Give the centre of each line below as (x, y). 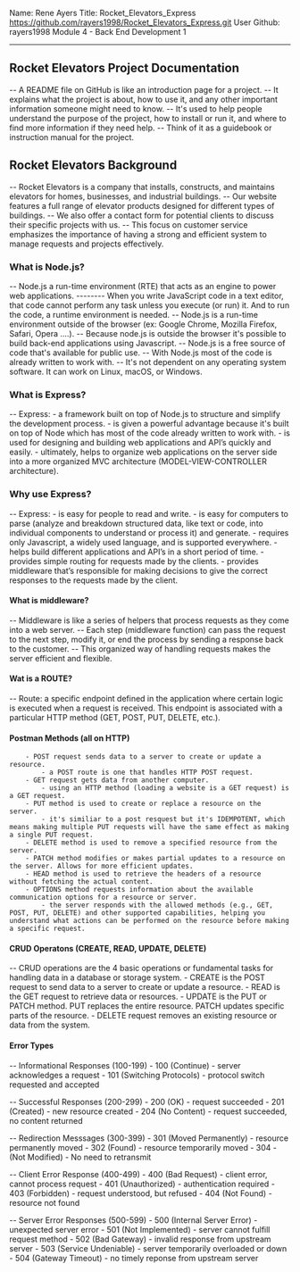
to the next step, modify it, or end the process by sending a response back (146, 639)
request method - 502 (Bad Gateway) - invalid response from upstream (140, 1239)
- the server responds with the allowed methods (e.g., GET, (158, 905)
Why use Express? (50, 495)
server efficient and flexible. (61, 658)
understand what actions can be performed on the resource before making (150, 921)
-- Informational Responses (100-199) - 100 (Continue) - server (125, 1065)
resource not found (45, 1202)
